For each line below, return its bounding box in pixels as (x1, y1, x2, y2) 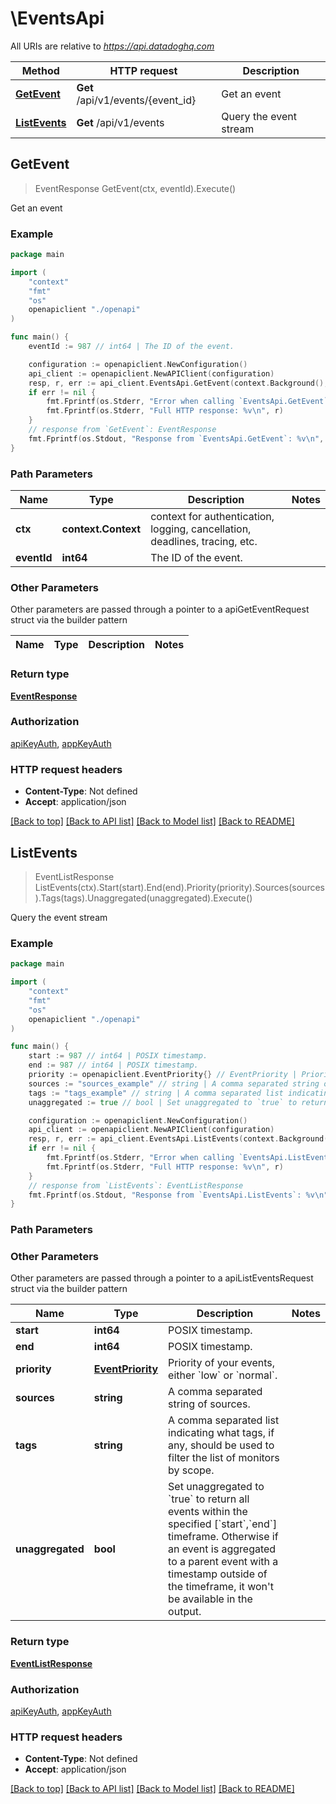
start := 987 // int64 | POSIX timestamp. (28, 1051, 208, 1061)
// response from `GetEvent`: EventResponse (28, 425, 217, 435)
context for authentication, (150, 509, 275, 523)
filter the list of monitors (168, 1451, 280, 1465)
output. (168, 1605, 202, 1619)
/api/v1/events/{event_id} (76, 93, 197, 107)
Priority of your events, (168, 1356, 276, 1370)
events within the (168, 1505, 248, 1519)
